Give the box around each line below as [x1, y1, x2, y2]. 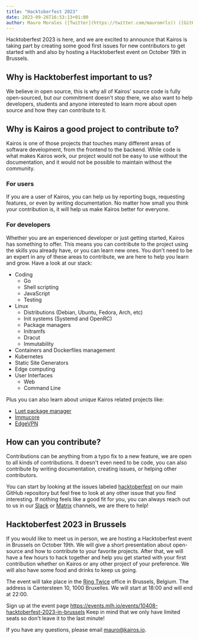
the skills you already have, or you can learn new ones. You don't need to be [6, 247, 192, 254]
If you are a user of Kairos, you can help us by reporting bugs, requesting [6, 193, 185, 201]
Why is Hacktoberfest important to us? [6, 72, 153, 82]
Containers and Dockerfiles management [14, 346, 115, 354]
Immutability [23, 340, 54, 347]
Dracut [23, 333, 40, 341]
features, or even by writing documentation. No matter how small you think [6, 199, 188, 206]
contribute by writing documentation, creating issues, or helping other [6, 465, 177, 472]
